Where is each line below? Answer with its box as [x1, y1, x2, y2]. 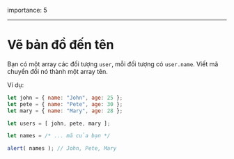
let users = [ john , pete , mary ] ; [7, 120, 111, 127]
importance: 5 [7, 6, 47, 14]
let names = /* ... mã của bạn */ [7, 132, 111, 139]
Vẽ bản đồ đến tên [7, 37, 114, 53]
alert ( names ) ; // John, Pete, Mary [7, 145, 117, 152]
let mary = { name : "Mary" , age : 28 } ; [7, 107, 123, 114]
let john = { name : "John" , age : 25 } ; [7, 94, 123, 101]
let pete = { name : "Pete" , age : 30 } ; [7, 100, 123, 107]
